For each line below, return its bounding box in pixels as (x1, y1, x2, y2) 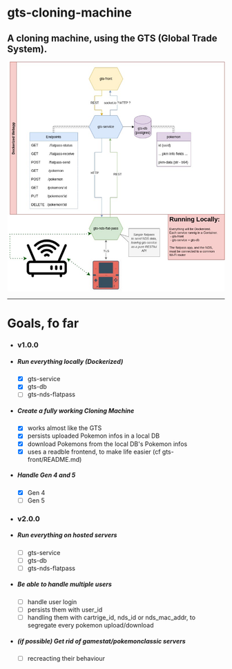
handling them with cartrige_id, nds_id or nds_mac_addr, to (27, 613, 195, 621)
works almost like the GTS (27, 424, 102, 432)
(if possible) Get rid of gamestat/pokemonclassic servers (17, 637, 186, 645)
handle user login (27, 597, 77, 605)
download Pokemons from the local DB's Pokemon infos (27, 440, 188, 448)
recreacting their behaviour (27, 654, 106, 662)
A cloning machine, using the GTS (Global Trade (7, 32, 217, 44)
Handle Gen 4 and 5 (17, 471, 76, 479)
